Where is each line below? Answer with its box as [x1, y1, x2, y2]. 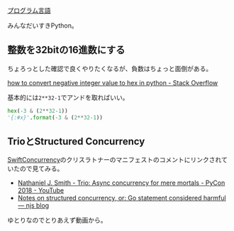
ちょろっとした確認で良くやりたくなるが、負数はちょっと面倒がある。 [7, 64, 213, 72]
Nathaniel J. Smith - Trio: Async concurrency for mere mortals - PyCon [17, 178, 225, 187]
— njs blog [17, 201, 50, 210]
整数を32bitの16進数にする [7, 44, 126, 56]
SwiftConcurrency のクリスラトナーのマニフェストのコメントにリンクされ [7, 156, 222, 164]
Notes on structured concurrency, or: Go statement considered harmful [17, 194, 226, 203]
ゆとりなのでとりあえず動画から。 [7, 216, 107, 225]
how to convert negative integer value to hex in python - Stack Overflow [7, 78, 218, 87]
